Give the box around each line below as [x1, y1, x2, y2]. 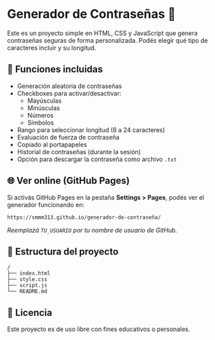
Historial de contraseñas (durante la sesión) [16, 147, 141, 156]
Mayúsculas [27, 96, 62, 105]
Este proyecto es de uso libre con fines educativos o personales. [7, 325, 190, 333]
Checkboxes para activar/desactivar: [16, 89, 122, 97]
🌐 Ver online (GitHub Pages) [7, 175, 131, 187]
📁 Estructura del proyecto [7, 246, 119, 257]
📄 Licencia [7, 306, 53, 319]
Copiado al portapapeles [16, 140, 87, 149]
